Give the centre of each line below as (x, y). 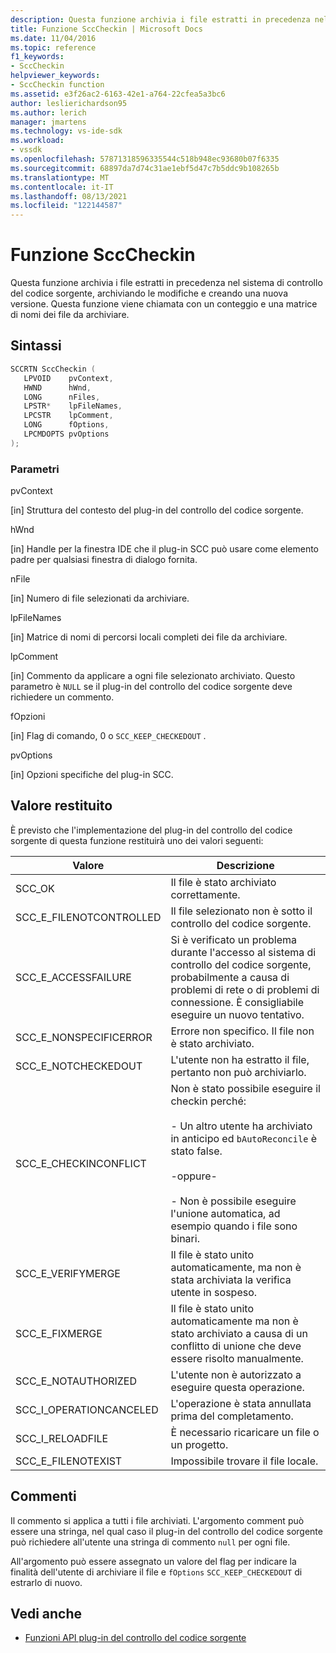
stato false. (196, 1151)
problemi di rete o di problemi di (245, 989)
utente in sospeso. (214, 1292)
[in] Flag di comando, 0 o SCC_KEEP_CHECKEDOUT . (108, 736)
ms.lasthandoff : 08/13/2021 (69, 196)
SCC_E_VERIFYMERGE (68, 1273)
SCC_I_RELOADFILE (62, 1438)
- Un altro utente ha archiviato (241, 1126)
